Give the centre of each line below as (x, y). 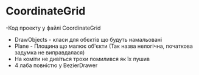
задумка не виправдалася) (50, 52)
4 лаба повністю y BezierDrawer (56, 65)
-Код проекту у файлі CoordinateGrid (53, 28)
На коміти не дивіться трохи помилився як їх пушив (82, 59)
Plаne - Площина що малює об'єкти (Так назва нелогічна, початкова (103, 46)
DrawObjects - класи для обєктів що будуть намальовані (88, 39)
